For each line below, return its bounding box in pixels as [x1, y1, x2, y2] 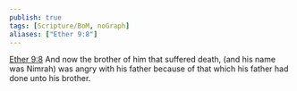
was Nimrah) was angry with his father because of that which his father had [9, 63, 289, 74]
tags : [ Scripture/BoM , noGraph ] [9, 21, 130, 30]
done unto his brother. [9, 73, 91, 84]
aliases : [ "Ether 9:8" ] [9, 29, 98, 38]
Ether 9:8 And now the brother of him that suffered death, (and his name [9, 54, 276, 65]
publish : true [9, 12, 63, 22]
